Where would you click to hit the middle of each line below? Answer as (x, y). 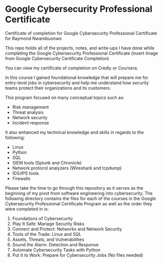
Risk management (31, 107)
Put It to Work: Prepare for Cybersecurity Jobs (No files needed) (78, 255)
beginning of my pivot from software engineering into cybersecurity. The (79, 193)
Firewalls (21, 178)
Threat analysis (28, 112)
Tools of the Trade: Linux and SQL (47, 234)
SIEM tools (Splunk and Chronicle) (47, 163)
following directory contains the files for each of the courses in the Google (81, 198)
